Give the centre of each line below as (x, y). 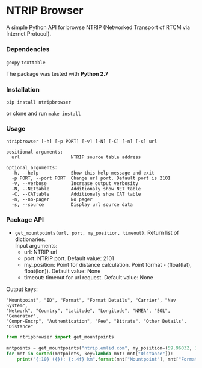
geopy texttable (26, 63)
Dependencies (28, 49)
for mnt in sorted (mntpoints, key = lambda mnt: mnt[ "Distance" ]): (90, 354)
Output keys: (22, 289)
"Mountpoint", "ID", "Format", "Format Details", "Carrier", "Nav (91, 301)
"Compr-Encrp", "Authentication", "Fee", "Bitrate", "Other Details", (96, 322)
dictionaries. (30, 239)
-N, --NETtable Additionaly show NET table (76, 189)
